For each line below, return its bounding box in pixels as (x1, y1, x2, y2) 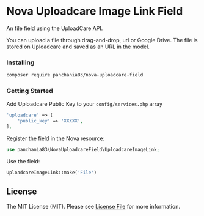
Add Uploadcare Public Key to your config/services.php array (6, 100, 163, 108)
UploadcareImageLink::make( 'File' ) (6, 169, 97, 176)
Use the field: (6, 157, 40, 165)
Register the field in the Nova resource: (6, 135, 105, 142)
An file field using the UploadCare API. (6, 24, 103, 32)
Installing (6, 58, 35, 67)
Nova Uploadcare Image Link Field (6, 4, 183, 18)
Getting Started (6, 87, 53, 95)
